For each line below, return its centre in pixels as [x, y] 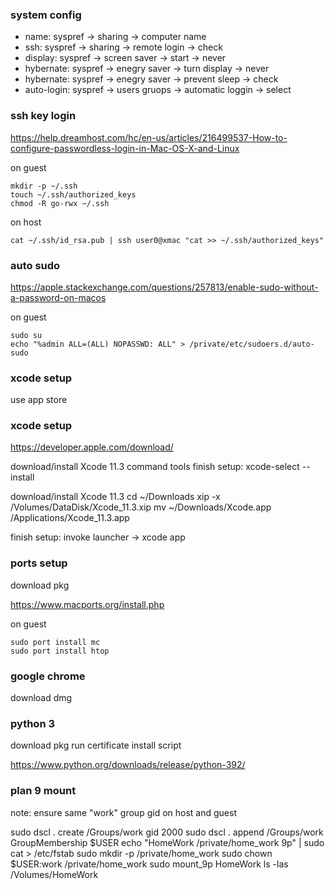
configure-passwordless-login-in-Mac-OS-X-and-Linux [125, 148]
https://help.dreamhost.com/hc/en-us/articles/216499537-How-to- [149, 137]
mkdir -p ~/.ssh [44, 186]
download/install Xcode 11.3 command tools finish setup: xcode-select [155, 467]
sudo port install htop [60, 651]
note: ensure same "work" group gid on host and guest [123, 812]
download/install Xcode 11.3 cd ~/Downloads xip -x [115, 497]
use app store [39, 400]
